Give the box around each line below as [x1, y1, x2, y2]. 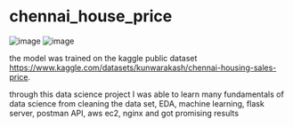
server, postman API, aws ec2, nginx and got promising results [9, 107, 239, 118]
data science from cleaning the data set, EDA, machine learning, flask [9, 98, 265, 108]
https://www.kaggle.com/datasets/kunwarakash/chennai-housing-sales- [9, 62, 277, 73]
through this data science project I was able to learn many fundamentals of [9, 89, 285, 99]
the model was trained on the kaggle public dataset [9, 52, 198, 63]
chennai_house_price [9, 6, 173, 27]
